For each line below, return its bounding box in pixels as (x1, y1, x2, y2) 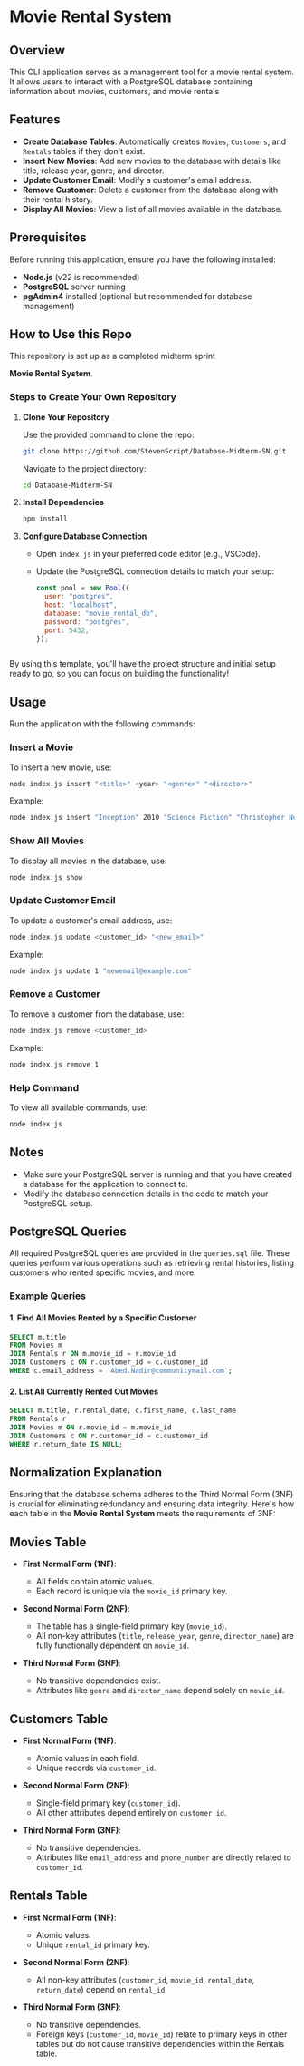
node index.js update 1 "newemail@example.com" (9, 966, 193, 976)
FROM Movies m (9, 1340, 63, 1350)
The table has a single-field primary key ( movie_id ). (35, 1621, 228, 1632)
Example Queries (9, 1290, 86, 1302)
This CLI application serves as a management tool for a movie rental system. (9, 66, 294, 77)
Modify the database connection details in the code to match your (22, 1188, 269, 1199)
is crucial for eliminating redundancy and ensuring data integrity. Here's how (9, 1498, 295, 1509)
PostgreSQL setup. (22, 1197, 93, 1208)
